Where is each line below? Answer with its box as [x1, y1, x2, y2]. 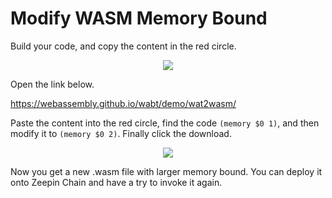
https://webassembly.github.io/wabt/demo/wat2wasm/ [10, 97, 237, 109]
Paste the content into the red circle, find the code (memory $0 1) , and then [10, 117, 320, 129]
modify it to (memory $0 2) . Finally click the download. [10, 127, 232, 139]
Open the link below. [10, 78, 95, 90]
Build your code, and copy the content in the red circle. [10, 40, 237, 52]
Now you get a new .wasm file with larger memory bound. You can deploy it [10, 165, 323, 177]
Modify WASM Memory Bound [10, 7, 268, 30]
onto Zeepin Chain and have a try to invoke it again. [10, 176, 223, 188]
